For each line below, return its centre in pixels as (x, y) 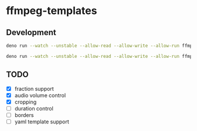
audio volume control (40, 95)
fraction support (34, 88)
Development (31, 32)
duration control (34, 108)
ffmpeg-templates (52, 11)
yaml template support (42, 122)
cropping (26, 102)
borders (24, 115)
